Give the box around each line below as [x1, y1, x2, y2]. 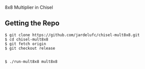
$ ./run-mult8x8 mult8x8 [5, 59, 58, 64]
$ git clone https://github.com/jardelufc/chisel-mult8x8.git [5, 32, 140, 38]
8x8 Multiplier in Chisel [5, 5, 53, 10]
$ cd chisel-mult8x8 [5, 37, 49, 42]
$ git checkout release [5, 46, 56, 51]
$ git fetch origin [5, 41, 46, 46]
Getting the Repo [5, 19, 60, 27]
